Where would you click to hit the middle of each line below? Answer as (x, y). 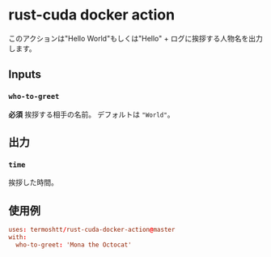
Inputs (25, 75)
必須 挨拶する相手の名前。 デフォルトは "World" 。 (91, 114)
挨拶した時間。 (33, 182)
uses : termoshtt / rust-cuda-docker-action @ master (92, 230)
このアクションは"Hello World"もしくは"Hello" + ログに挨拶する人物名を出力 (135, 38)
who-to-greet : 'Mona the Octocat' (74, 245)
